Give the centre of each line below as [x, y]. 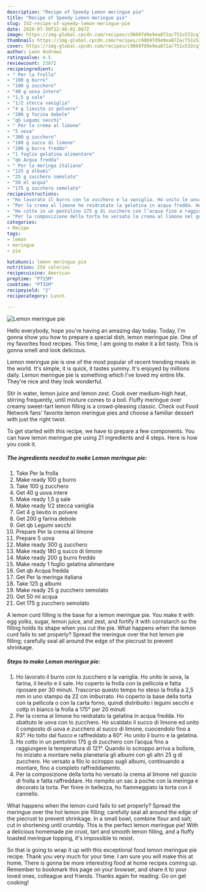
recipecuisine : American [39, 273]
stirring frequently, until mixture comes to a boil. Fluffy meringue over [94, 400]
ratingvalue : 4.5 [29, 57]
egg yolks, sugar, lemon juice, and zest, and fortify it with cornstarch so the [102, 622]
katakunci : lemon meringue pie [47, 262]
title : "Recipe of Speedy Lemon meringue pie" [67, 18]
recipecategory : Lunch [36, 296]
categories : [22, 223]
